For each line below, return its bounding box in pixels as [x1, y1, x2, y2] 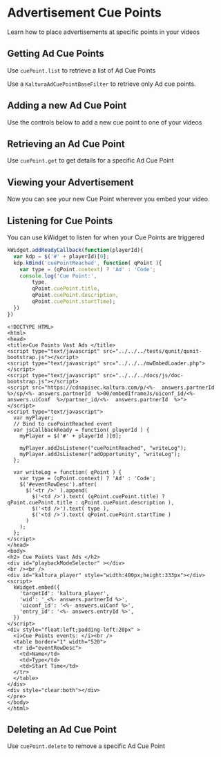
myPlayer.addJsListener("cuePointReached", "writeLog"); [19, 444, 187, 451]
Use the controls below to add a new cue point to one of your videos [7, 118, 202, 126]
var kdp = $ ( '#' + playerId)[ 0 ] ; [13, 253, 110, 260]
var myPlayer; [13, 414, 54, 421]
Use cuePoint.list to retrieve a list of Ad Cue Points [7, 66, 156, 74]
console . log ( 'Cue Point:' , [19, 272, 97, 280]
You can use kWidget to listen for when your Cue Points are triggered [7, 233, 205, 241]
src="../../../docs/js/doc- [102, 372, 184, 378]
